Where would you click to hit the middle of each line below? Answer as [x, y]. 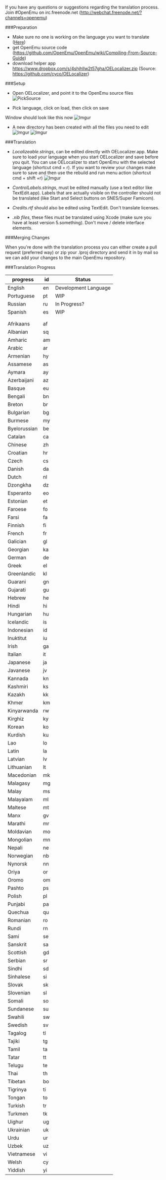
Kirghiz [16, 719]
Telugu [16, 1065]
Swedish [18, 1025]
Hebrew [17, 598]
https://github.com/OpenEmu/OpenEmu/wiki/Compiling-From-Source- [85, 53]
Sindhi [15, 968]
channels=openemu [25, 18]
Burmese [18, 420]
